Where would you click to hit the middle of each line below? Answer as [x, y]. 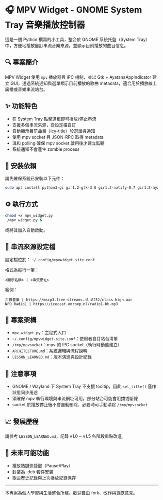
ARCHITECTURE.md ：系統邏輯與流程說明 [50, 351]
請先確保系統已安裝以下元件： [35, 179]
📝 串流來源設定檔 [30, 247]
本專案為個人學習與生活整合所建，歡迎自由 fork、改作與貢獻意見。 [71, 493]
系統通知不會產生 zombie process [46, 149]
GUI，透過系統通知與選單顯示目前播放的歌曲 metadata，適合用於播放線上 [84, 83]
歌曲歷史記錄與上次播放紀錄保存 [44, 478]
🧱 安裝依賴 [21, 166]
